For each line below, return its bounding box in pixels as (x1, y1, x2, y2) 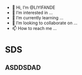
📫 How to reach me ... (12, 26, 57, 31)
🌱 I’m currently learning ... (12, 15, 64, 20)
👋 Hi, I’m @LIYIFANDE (12, 5, 55, 10)
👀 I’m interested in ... (12, 10, 53, 15)
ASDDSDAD (5, 63, 41, 72)
